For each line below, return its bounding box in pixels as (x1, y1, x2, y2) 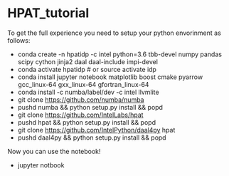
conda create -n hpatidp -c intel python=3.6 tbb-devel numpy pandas (17, 50, 223, 58)
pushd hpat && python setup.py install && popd (17, 118, 156, 126)
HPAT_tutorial (7, 5, 90, 21)
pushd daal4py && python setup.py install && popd (17, 133, 166, 142)
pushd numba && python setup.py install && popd (17, 103, 164, 111)
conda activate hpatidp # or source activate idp (17, 65, 156, 73)
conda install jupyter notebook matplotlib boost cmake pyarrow (17, 73, 203, 81)
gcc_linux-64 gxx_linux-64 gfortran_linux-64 (17, 80, 149, 88)
